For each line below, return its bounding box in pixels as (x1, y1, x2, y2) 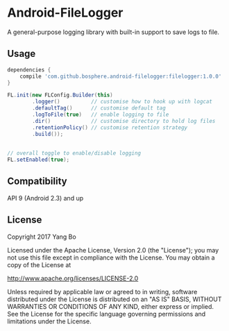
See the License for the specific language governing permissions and (7, 309, 206, 318)
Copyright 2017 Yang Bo (7, 232, 76, 241)
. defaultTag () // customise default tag (32, 105, 167, 112)
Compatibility (7, 176, 67, 187)
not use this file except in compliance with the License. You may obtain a (7, 253, 215, 262)
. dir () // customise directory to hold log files (32, 117, 216, 124)
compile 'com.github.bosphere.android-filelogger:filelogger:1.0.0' (19, 73, 222, 80)
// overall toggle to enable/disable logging (7, 150, 141, 157)
